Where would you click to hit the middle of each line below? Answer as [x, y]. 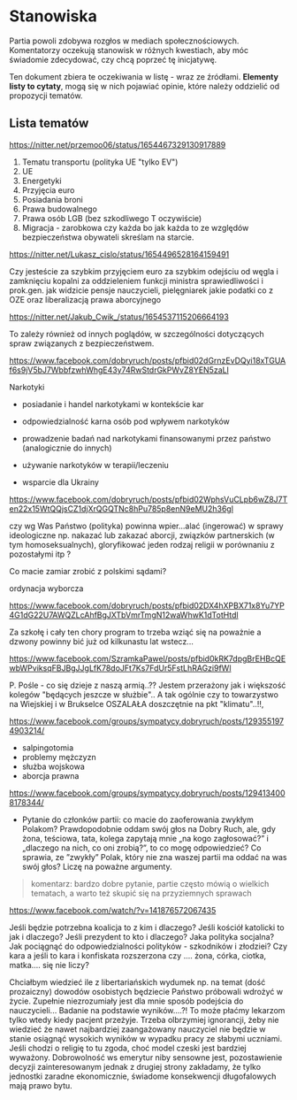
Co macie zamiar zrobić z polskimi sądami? [88, 571]
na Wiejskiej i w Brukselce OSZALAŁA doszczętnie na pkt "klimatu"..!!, [137, 704]
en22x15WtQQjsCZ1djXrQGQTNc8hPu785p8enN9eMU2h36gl [122, 508]
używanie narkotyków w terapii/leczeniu [95, 465]
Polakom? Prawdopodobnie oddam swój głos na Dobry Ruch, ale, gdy [149, 828]
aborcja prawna [50, 775]
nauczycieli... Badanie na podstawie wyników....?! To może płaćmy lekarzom [147, 1010]
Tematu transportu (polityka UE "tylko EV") [100, 162]
